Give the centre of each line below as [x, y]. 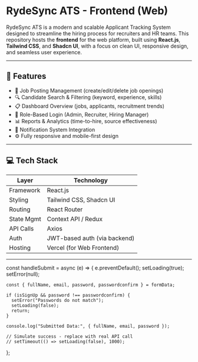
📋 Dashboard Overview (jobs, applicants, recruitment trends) [90, 106]
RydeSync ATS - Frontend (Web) [87, 11]
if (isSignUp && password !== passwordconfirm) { [68, 295]
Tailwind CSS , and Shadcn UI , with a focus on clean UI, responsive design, [97, 46]
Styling [19, 200]
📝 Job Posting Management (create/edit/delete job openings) [89, 90]
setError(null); [23, 274]
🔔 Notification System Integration [55, 129]
